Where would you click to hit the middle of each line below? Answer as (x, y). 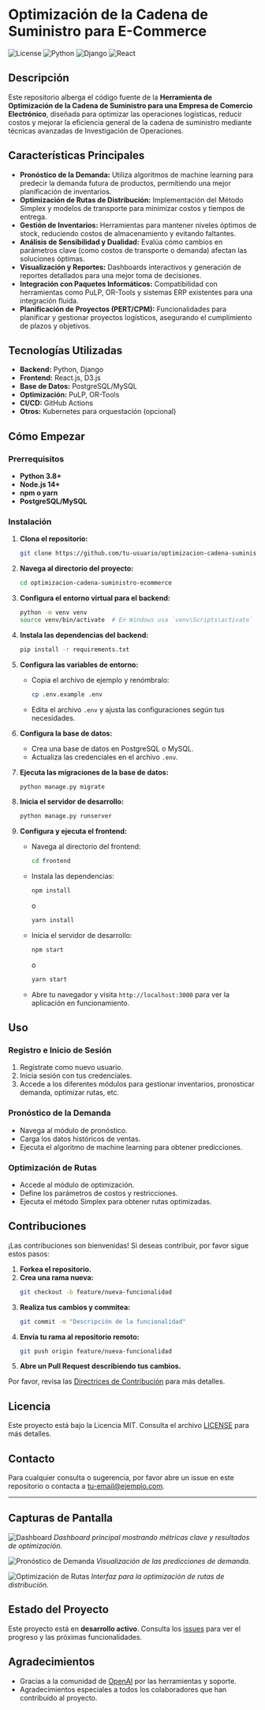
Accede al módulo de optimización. (77, 1185)
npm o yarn (39, 493)
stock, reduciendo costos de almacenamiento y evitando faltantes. (128, 233)
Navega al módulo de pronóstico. (73, 1130)
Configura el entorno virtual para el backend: (95, 598)
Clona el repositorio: (54, 539)
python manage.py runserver (65, 816)
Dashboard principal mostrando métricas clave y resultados (152, 1537)
